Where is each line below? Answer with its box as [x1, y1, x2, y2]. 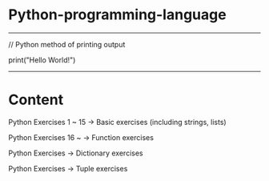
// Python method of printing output [8, 39, 126, 49]
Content [8, 90, 64, 109]
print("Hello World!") [8, 54, 76, 65]
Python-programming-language [8, 6, 227, 24]
